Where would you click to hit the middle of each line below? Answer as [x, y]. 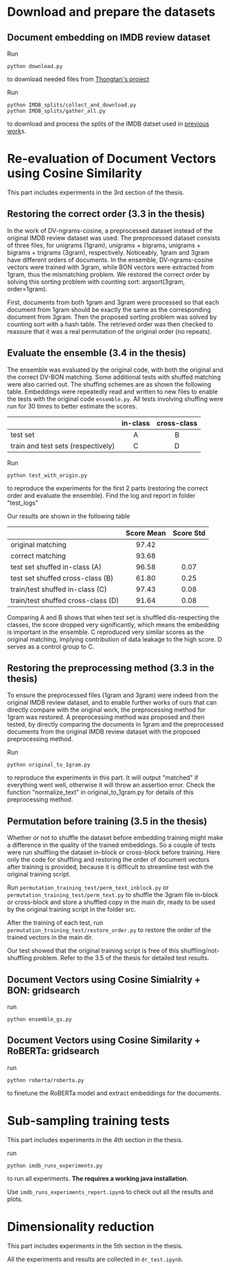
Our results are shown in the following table [69, 516]
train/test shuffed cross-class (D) [65, 600]
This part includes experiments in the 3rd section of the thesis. [96, 192]
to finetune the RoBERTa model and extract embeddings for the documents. [114, 1093]
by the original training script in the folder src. [72, 909]
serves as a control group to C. [51, 646]
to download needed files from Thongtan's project [78, 79]
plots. [15, 1199]
